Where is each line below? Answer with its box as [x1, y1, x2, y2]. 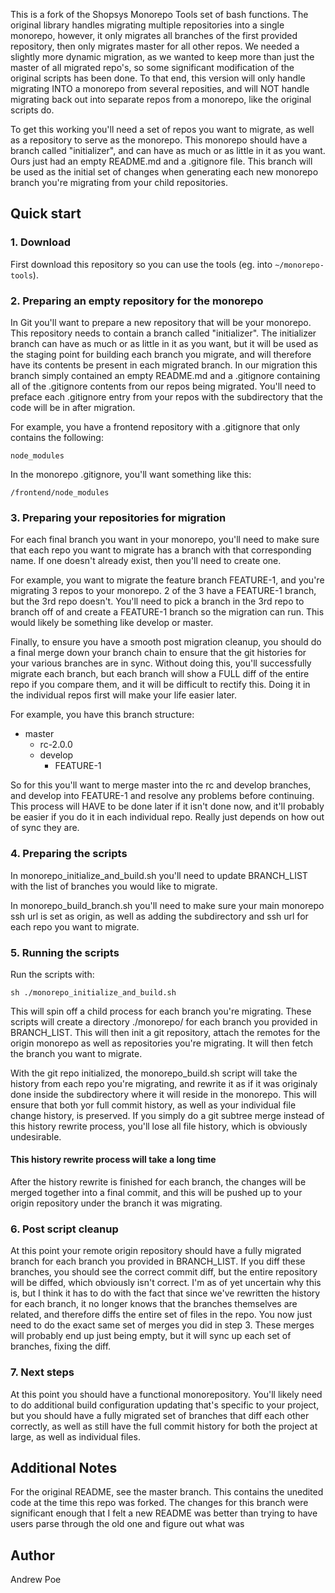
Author [10, 1547, 55, 1564]
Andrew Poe [10, 1574, 62, 1586]
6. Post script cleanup [10, 1222, 119, 1236]
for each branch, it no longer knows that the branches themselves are [10, 1298, 298, 1310]
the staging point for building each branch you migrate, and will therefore [10, 348, 312, 360]
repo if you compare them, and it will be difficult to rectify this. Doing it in [10, 679, 311, 691]
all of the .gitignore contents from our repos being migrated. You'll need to [10, 380, 317, 392]
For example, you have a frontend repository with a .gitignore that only [10, 420, 301, 433]
